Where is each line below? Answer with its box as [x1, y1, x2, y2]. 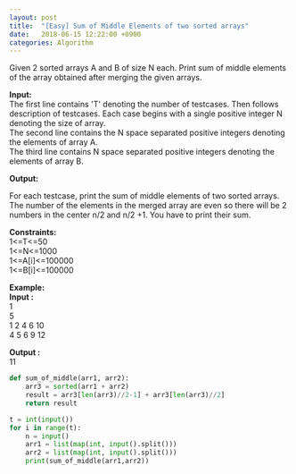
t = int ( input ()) [9, 415, 74, 424]
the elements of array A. [9, 137, 98, 148]
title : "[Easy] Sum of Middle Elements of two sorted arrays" [9, 21, 250, 30]
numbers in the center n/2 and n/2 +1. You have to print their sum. [9, 209, 251, 220]
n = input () [25, 431, 70, 441]
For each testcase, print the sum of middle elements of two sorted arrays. [9, 190, 280, 201]
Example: [9, 283, 45, 293]
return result [25, 399, 78, 408]
